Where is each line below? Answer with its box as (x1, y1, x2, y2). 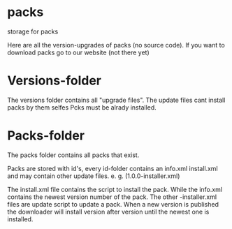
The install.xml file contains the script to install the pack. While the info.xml (7, 185, 222, 193)
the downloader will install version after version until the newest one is (7, 207, 210, 216)
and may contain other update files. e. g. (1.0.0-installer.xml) (7, 172, 180, 180)
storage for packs (7, 27, 59, 36)
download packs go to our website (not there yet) (7, 48, 150, 57)
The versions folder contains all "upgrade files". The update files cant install (7, 96, 226, 104)
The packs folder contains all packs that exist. (7, 151, 140, 159)
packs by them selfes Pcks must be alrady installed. (7, 103, 157, 112)
